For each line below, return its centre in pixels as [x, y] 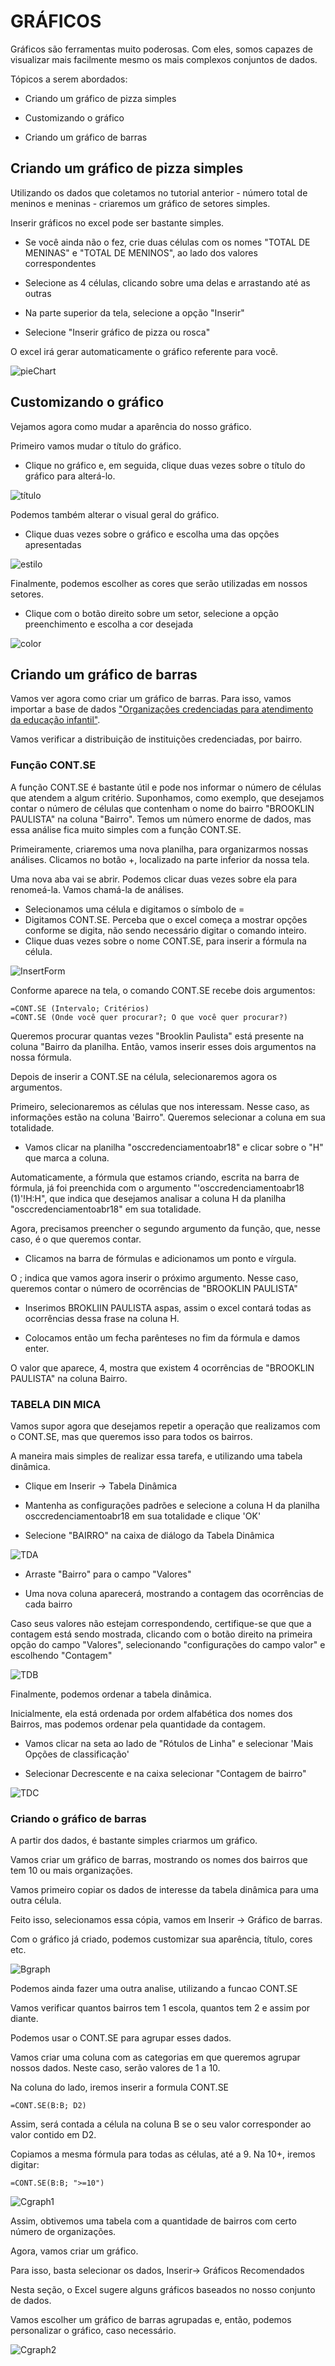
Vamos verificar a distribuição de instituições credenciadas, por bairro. [156, 739]
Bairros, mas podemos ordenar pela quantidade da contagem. [138, 1724]
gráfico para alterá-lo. [70, 476]
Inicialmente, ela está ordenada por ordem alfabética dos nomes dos [151, 1713]
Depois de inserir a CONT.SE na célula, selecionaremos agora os [144, 1076]
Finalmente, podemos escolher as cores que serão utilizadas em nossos [159, 583]
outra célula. [36, 1901]
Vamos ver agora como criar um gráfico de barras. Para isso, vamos [151, 699]
